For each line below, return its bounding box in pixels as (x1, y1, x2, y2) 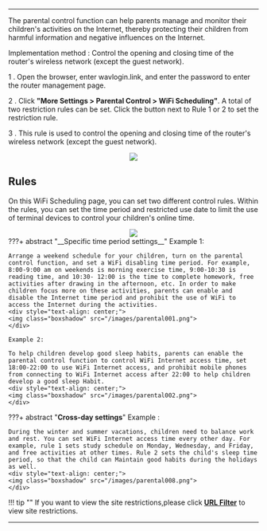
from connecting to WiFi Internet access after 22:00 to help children (8, 370, 250, 379)
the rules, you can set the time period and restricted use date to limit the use (8, 204, 258, 214)
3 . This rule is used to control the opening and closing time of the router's (8, 128, 251, 138)
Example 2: (8, 336, 44, 344)
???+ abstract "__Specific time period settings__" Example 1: (8, 236, 204, 246)
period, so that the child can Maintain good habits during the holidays (8, 455, 258, 463)
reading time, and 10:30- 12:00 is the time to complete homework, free (8, 273, 254, 281)
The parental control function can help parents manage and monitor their (8, 16, 247, 25)
